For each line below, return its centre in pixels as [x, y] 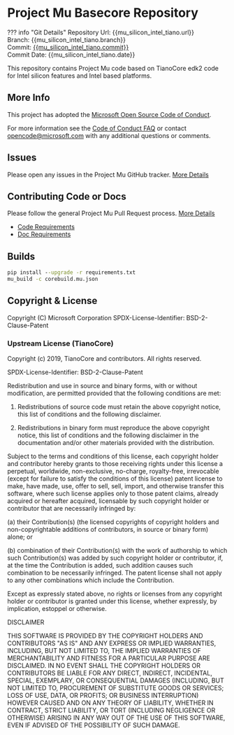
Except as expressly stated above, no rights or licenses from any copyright [115, 594]
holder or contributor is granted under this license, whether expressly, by [112, 601]
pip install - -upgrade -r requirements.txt [72, 273]
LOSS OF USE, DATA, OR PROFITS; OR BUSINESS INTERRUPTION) [103, 696]
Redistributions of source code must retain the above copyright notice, [119, 407]
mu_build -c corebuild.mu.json [53, 279]
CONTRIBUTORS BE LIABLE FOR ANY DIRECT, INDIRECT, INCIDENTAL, [110, 673]
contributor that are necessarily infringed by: [72, 509]
